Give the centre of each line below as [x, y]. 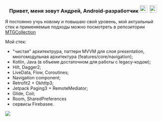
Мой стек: [16, 42]
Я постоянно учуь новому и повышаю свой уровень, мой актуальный [79, 22]
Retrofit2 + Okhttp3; [33, 83]
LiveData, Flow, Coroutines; [40, 72]
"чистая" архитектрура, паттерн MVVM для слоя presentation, [78, 52]
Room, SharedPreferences [39, 99]
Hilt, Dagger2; [27, 67]
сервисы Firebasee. [33, 104]
